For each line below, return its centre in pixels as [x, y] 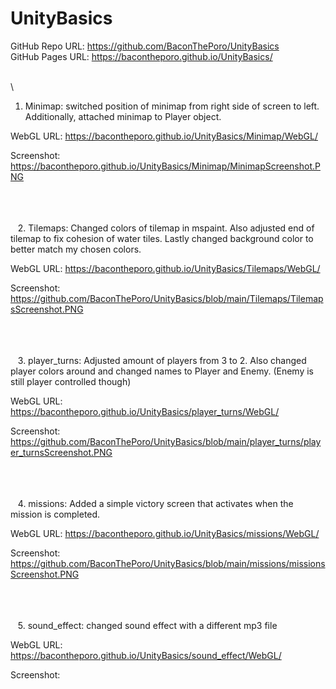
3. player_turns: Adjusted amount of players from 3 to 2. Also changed [162, 360]
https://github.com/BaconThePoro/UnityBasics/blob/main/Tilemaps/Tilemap [167, 298]
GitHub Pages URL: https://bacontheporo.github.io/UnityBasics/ [141, 56]
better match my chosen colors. [76, 249]
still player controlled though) [71, 381]
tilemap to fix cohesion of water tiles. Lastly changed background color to [162, 238]
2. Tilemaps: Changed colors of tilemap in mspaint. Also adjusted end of [166, 228]
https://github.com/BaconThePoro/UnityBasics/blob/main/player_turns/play [166, 441]
